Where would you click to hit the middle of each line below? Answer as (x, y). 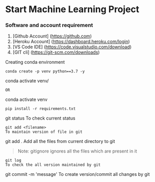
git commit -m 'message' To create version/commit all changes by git (77, 174)
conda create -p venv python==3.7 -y (45, 71)
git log (13, 161)
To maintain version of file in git (44, 132)
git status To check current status (40, 118)
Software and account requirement (49, 25)
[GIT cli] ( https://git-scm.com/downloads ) (56, 52)
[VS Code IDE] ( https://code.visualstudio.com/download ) (72, 47)
